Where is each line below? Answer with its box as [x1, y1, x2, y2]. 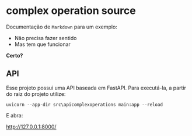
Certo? [6, 52, 23, 59]
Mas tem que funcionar [14, 41, 71, 48]
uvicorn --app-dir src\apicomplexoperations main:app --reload [6, 102, 163, 108]
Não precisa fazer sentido [14, 34, 77, 41]
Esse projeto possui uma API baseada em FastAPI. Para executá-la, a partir [6, 84, 187, 91]
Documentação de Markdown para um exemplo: [6, 23, 118, 30]
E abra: [6, 112, 23, 119]
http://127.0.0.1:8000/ [6, 123, 57, 130]
